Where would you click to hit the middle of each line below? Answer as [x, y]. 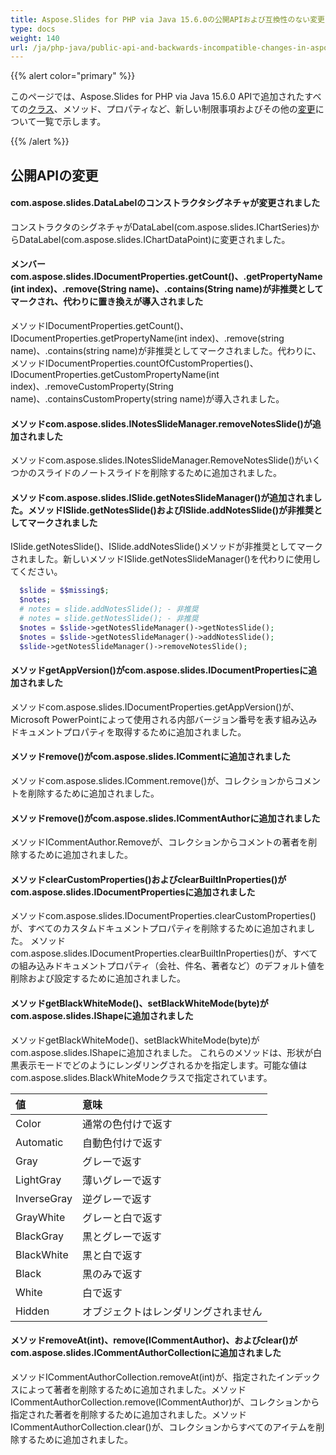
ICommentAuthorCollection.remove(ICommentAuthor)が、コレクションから [165, 1402]
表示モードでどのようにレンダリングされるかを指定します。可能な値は [163, 1065]
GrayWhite [40, 1217]
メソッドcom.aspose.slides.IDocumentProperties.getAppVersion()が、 [155, 707]
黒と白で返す [112, 1255]
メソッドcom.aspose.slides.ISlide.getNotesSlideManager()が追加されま [162, 497]
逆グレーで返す [117, 1199]
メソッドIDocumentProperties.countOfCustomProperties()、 [134, 363]
